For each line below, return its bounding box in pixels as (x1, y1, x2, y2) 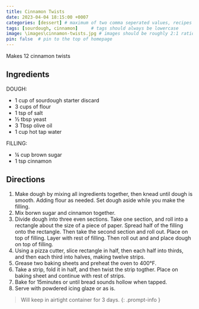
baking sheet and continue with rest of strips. (14, 272, 126, 279)
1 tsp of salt (14, 109, 43, 116)
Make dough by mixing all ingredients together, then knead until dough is (14, 190, 193, 197)
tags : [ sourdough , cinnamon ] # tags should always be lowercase (6, 25, 179, 31)
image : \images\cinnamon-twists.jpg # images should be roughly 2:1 (6, 31, 179, 37)
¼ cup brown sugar (14, 151, 62, 158)
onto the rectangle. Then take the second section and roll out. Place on (14, 228, 188, 235)
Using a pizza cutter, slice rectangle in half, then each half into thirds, (14, 247, 184, 254)
